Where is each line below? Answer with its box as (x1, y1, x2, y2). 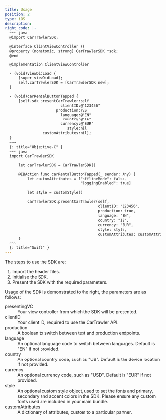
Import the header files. (12, 268, 60, 274)
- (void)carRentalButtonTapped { (9, 94, 79, 99)
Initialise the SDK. (12, 274, 48, 280)
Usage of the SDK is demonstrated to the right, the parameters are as (5, 289, 147, 295)
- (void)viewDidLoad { (9, 71, 56, 76)
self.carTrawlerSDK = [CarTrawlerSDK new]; (18, 80, 110, 85)
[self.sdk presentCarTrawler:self (18, 98, 90, 103)
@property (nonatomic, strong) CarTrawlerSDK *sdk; (9, 48, 119, 54)
